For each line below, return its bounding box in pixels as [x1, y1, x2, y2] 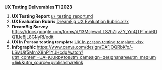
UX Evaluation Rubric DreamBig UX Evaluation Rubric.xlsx [11, 19, 129, 24]
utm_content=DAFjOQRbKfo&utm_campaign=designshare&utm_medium [11, 55, 156, 60]
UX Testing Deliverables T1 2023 [4, 4, 72, 10]
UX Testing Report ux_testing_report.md [11, 14, 93, 19]
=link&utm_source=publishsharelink [11, 60, 84, 65]
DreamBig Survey [11, 24, 48, 29]
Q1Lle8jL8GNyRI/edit [11, 34, 54, 40]
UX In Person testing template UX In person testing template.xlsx [11, 39, 144, 45]
